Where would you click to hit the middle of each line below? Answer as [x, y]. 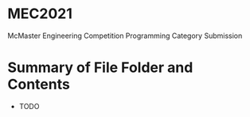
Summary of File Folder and [100, 68]
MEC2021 [40, 14]
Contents [39, 85]
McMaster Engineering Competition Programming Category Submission [125, 36]
